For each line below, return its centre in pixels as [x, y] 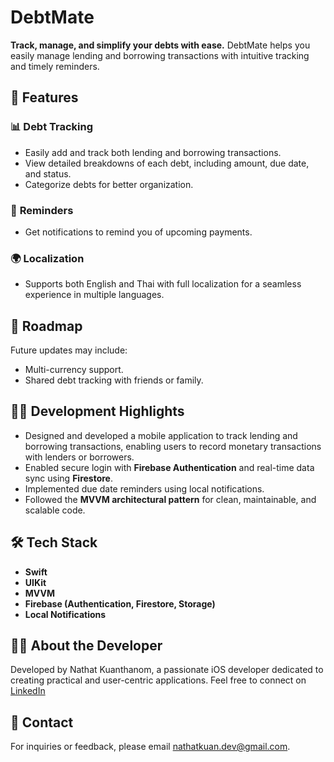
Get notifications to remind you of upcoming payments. [138, 232]
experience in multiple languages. [94, 295]
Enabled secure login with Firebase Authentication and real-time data [169, 467]
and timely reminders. [55, 66]
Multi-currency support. [74, 370]
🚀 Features [44, 97]
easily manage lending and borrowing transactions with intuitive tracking [160, 55]
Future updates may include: [69, 350]
